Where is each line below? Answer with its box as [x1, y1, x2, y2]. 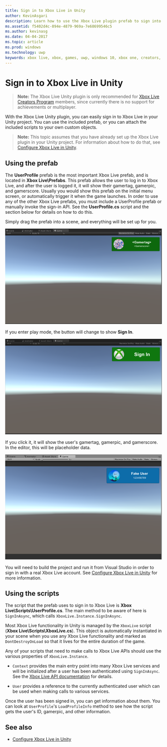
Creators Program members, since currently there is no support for [17, 99, 155, 105]
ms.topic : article [5, 40, 43, 45]
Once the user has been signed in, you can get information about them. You [5, 698, 161, 704]
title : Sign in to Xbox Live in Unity [5, 8, 85, 13]
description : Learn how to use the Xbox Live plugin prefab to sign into [5, 18, 162, 23]
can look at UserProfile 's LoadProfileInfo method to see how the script [5, 703, 153, 709]
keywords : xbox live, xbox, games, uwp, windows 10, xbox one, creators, [5, 55, 162, 60]
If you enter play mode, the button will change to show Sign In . [5, 329, 134, 335]
